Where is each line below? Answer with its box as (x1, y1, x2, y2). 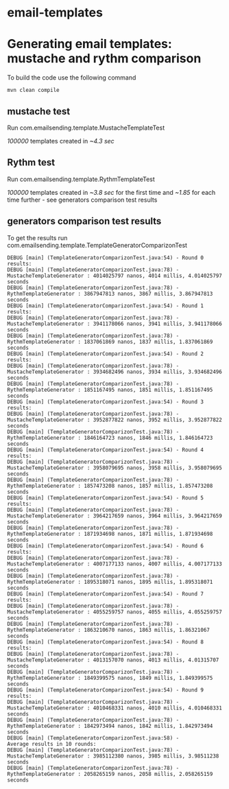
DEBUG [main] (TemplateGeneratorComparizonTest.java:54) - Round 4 (7, 446, 204, 454)
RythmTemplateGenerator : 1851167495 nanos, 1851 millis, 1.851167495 (7, 386, 213, 393)
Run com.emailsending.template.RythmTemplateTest (7, 175, 156, 183)
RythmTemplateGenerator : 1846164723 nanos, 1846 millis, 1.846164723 (7, 434, 213, 441)
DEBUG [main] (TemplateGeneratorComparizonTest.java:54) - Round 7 (7, 590, 204, 598)
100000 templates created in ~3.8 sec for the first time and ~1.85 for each (7, 188, 216, 196)
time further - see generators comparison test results (7, 196, 158, 204)
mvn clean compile (7, 87, 60, 94)
